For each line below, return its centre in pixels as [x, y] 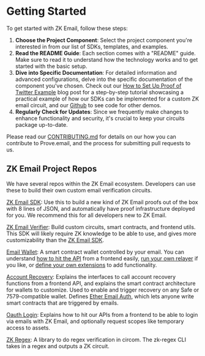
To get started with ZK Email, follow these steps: [67, 28]
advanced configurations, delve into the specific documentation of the [104, 79]
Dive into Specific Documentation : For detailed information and [96, 72]
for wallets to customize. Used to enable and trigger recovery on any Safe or [103, 290]
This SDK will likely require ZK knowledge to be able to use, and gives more [102, 233]
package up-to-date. [42, 124]
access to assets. [28, 328]
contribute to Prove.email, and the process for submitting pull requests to [99, 143]
